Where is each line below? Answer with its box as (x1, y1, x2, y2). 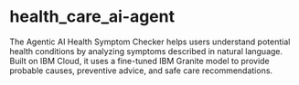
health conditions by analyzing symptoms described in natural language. (9, 45, 283, 56)
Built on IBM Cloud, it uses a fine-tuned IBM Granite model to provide (9, 55, 270, 66)
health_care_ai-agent (9, 6, 176, 27)
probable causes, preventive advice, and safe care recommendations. (9, 65, 272, 76)
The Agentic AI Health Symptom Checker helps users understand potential (9, 36, 291, 47)
